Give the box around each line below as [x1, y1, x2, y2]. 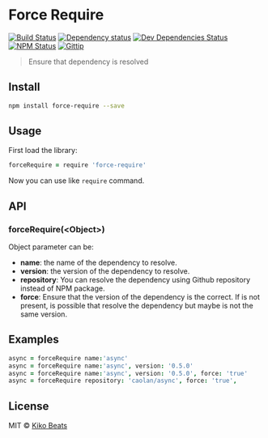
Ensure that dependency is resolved [28, 57, 149, 66]
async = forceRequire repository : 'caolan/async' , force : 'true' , [8, 376, 237, 385]
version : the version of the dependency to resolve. [19, 266, 190, 276]
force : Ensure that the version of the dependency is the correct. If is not [19, 292, 261, 301]
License [8, 399, 49, 413]
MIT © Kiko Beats [8, 421, 67, 431]
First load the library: [8, 146, 78, 155]
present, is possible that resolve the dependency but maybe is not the [19, 301, 253, 310]
